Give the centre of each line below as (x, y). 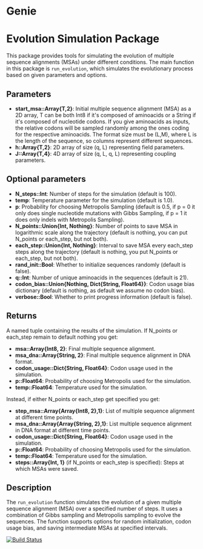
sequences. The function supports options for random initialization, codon (99, 522)
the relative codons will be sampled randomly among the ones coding (102, 128)
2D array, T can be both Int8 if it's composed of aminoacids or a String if (105, 115)
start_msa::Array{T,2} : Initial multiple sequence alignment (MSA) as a (103, 108)
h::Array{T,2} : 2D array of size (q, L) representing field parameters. (100, 147)
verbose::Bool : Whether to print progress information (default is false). (104, 297)
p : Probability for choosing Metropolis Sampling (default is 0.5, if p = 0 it (105, 207)
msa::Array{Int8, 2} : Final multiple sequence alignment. (85, 348)
